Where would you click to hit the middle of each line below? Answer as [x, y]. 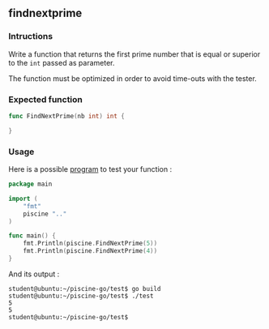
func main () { [32, 236]
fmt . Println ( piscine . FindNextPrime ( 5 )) [90, 244]
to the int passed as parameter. [62, 62]
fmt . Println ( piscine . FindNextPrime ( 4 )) [90, 251]
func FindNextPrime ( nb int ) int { [67, 116]
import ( [23, 199]
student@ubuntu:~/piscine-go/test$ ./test [81, 296]
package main [30, 184]
